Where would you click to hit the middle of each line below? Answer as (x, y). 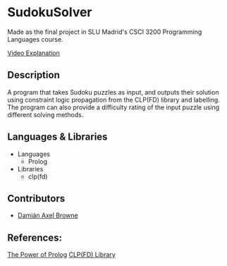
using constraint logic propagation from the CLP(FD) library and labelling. (114, 99)
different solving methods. (45, 114)
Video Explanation (33, 53)
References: (35, 237)
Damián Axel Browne (48, 215)
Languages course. (35, 39)
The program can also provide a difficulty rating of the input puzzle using (114, 107)
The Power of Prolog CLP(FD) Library (62, 255)
